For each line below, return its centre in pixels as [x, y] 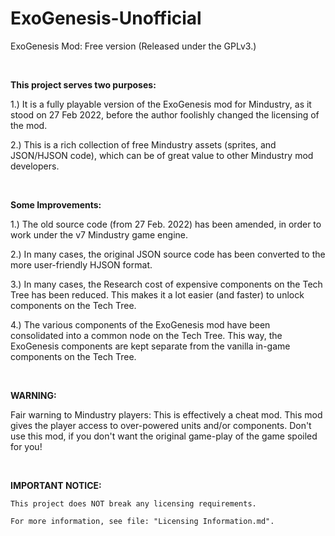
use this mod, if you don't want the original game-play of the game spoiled [164, 436]
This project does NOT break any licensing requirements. [133, 503]
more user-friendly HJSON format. [81, 264]
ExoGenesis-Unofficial [106, 18]
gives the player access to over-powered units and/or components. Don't [161, 425]
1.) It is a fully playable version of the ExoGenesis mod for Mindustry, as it [161, 104]
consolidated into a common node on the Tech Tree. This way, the [146, 335]
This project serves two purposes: [83, 84]
